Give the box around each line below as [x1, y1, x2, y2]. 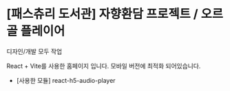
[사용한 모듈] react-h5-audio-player [16, 76, 116, 84]
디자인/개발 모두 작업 [6, 47, 63, 55]
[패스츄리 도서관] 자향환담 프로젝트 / [6, 6, 198, 22]
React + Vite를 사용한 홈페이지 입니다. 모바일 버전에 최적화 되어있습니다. [6, 62, 201, 70]
